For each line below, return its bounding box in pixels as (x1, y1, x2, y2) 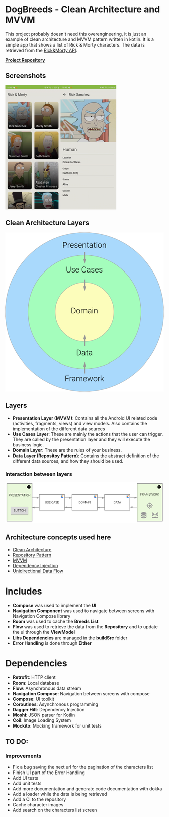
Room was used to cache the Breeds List (12, 618, 99, 624)
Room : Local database (12, 679, 59, 686)
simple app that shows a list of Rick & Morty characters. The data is (5, 41, 145, 48)
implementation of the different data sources (12, 426, 105, 432)
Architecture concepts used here (5, 533, 111, 541)
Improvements (5, 752, 42, 759)
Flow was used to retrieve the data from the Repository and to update (12, 623, 158, 630)
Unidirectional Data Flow (12, 568, 64, 574)
